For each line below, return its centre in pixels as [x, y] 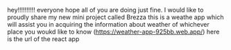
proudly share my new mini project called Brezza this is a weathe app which [115, 17]
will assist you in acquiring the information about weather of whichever [109, 24]
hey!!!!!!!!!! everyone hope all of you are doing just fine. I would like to [105, 10]
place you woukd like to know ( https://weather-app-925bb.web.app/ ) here [113, 32]
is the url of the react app [43, 39]
